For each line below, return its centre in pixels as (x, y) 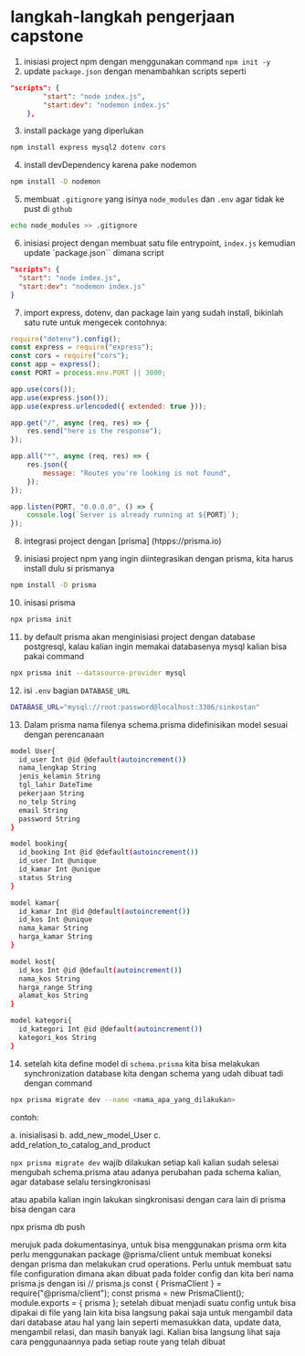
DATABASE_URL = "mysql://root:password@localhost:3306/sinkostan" (135, 707)
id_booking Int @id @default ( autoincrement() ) (109, 852)
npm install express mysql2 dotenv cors (89, 148)
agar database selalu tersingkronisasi (81, 1182)
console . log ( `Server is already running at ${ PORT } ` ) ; (133, 515)
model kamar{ (35, 903)
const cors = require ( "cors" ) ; (70, 356)
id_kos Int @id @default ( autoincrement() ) (100, 970)
